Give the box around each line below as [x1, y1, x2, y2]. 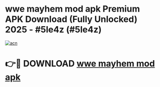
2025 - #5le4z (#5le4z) [5, 24, 102, 35]
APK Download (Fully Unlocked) [5, 14, 138, 25]
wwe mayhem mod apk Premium [5, 3, 140, 15]
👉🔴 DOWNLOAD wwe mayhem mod [5, 58, 155, 69]
